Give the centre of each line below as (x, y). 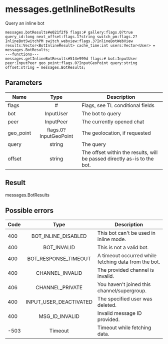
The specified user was (125, 299)
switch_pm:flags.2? (117, 37)
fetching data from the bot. (129, 262)
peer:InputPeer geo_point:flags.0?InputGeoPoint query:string (71, 63)
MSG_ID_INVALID (59, 316)
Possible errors (29, 210)
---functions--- (22, 54)
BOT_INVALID (59, 248)
